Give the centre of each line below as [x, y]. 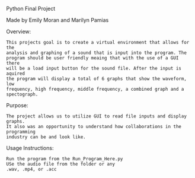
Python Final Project [31, 9]
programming [21, 132]
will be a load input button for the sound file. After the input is [94, 68]
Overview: [19, 31]
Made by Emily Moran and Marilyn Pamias [57, 20]
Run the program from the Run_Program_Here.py [65, 159]
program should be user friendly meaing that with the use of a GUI [92, 58]
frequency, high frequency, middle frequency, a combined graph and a [95, 89]
